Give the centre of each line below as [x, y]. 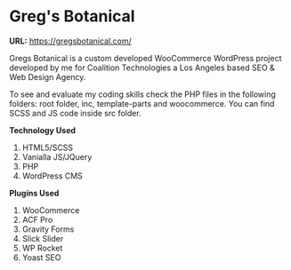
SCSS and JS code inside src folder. [75, 113]
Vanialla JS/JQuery [57, 156]
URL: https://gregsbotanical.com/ [70, 41]
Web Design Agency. [48, 76]
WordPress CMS [52, 176]
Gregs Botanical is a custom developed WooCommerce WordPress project [145, 58]
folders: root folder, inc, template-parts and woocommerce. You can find [142, 103]
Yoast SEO [41, 257]
